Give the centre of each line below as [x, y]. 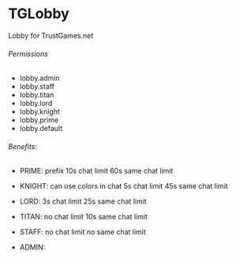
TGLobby [39, 14]
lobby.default [41, 129]
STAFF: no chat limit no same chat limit [82, 232]
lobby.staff [37, 87]
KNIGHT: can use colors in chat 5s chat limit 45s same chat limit [124, 186]
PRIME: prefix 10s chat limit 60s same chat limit [96, 171]
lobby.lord [36, 103]
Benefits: [23, 146]
